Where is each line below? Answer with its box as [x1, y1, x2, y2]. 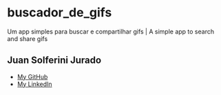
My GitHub [17, 72, 48, 81]
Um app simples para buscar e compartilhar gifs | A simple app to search [7, 27, 215, 36]
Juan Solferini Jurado [7, 55, 102, 66]
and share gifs [7, 34, 48, 42]
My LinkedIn [17, 80, 53, 88]
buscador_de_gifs [7, 5, 112, 21]
